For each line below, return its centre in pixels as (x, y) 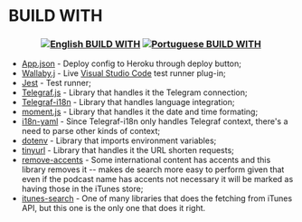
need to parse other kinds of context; (91, 131)
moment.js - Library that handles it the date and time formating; (140, 112)
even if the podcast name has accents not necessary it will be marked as (157, 179)
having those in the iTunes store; (82, 189)
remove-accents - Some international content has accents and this (146, 160)
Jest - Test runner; (56, 83)
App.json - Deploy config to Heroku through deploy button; (131, 63)
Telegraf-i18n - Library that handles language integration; (128, 102)
